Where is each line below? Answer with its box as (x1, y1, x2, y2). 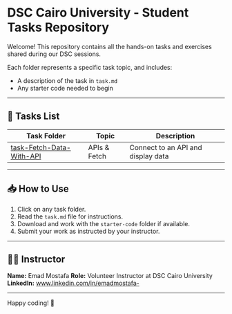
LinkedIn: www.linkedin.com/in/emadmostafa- (7, 279, 139, 288)
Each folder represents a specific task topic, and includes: (7, 63, 173, 71)
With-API (10, 151, 41, 160)
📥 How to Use (7, 183, 69, 195)
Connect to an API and (129, 142, 202, 152)
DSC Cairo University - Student (7, 5, 189, 21)
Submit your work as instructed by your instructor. (17, 227, 160, 235)
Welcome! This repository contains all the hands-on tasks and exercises (7, 42, 212, 50)
